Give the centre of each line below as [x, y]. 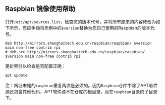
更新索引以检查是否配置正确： [35, 66]
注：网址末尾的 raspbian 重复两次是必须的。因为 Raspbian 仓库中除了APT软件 [82, 85]
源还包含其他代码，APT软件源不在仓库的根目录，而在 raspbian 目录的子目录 [81, 91]
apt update [16, 75]
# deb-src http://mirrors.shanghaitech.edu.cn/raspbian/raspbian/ [75, 52]
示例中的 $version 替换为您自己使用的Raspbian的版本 [97, 28]
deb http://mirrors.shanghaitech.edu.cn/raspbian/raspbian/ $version [79, 43]
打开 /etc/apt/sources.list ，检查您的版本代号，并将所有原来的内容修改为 [81, 22]
